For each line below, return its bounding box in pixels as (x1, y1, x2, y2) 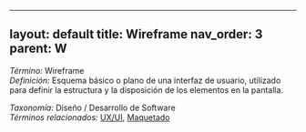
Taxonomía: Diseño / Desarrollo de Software (9, 102, 176, 113)
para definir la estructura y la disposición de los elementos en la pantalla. (9, 84, 284, 96)
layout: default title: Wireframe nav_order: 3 (9, 26, 263, 42)
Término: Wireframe (9, 65, 85, 76)
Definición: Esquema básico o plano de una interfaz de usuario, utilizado (9, 75, 281, 86)
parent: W (9, 41, 67, 56)
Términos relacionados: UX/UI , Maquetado (9, 111, 170, 123)
